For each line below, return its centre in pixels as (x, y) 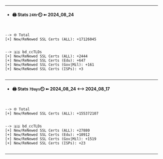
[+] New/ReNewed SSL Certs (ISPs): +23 (45, 143)
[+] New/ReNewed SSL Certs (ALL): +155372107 (52, 114)
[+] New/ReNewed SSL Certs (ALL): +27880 (48, 131)
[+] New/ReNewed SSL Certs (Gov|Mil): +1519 (51, 139)
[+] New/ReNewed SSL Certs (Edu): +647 (45, 61)
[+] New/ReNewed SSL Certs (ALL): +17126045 (51, 39)
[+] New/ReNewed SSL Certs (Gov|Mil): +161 (50, 65)
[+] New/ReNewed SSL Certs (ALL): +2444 (47, 56)
